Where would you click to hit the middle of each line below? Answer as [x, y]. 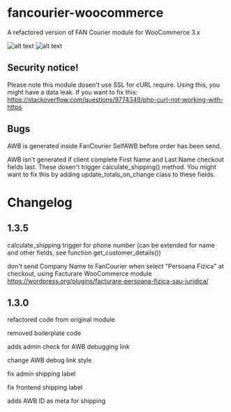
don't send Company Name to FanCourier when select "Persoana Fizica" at [116, 266]
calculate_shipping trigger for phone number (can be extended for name [111, 245]
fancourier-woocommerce [85, 13]
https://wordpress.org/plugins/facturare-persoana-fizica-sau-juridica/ [108, 280]
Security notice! [43, 68]
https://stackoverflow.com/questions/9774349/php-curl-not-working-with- [115, 99]
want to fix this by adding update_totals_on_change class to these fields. [111, 174]
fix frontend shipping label [45, 388]
